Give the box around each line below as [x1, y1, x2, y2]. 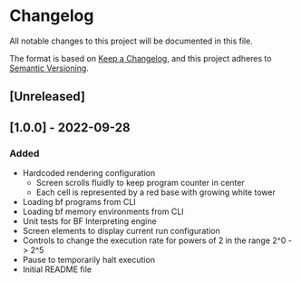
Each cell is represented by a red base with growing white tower [35, 187, 277, 198]
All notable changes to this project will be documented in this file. [9, 35, 254, 46]
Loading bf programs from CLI [22, 197, 136, 208]
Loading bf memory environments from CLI [22, 206, 184, 218]
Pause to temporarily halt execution [22, 255, 156, 266]
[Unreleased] [9, 89, 86, 104]
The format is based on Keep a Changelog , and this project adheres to [9, 53, 272, 63]
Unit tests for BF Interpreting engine [22, 216, 157, 227]
